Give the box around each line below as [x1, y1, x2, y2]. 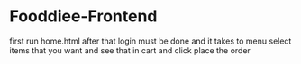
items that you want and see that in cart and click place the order [9, 44, 251, 55]
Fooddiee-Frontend [9, 6, 158, 27]
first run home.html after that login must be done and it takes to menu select [9, 36, 292, 46]
